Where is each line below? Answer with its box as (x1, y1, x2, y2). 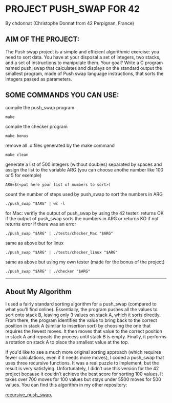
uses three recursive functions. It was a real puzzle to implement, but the (5, 360, 159, 366)
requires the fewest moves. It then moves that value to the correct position (5, 328, 162, 334)
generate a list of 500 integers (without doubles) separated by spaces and (5, 161, 162, 167)
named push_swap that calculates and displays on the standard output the (5, 65, 162, 71)
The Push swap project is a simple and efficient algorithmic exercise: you (5, 48, 160, 54)
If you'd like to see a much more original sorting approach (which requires (5, 349, 161, 355)
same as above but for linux (5, 240, 64, 246)
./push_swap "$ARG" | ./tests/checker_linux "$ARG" (5, 250, 118, 255)
